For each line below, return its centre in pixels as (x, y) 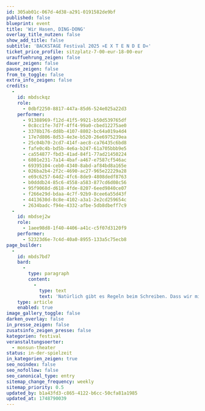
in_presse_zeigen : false (38, 325)
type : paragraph (49, 274)
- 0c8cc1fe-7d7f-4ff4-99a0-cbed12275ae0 (74, 126)
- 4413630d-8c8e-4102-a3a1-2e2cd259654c (74, 199)
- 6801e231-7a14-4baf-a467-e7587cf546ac (74, 160)
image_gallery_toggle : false (43, 313)
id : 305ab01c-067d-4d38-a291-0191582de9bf (61, 12)
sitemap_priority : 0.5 (35, 387)
